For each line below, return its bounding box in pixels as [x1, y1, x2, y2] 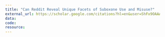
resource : [5, 25, 26, 30]
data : [5, 16, 16, 21]
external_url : [5, 12, 34, 16]
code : [5, 20, 16, 25]
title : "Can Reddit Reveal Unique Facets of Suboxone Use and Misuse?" [5, 7, 155, 12]
